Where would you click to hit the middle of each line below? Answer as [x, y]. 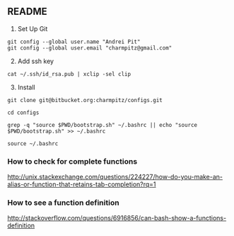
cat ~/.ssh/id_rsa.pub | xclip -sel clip [69, 74]
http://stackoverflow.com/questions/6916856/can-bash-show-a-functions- [117, 218]
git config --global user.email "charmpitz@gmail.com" [90, 48]
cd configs [23, 113]
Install [26, 87]
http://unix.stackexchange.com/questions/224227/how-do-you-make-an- [115, 177]
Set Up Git [33, 28]
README [27, 12]
